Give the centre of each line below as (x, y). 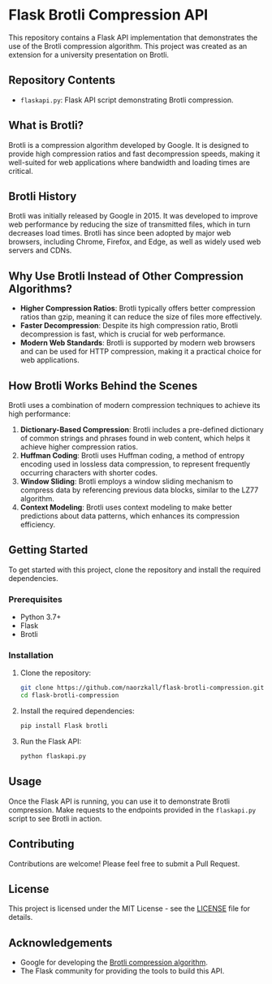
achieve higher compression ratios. (79, 447)
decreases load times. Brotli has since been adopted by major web (120, 233)
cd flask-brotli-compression (69, 696)
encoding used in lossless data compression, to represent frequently (135, 464)
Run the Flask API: (51, 742)
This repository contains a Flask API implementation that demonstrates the (133, 37)
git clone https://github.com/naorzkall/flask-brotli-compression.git (142, 688)
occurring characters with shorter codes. (89, 472)
